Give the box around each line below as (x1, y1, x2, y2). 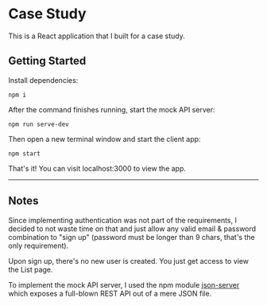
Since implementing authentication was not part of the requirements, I (8, 215, 237, 225)
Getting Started (8, 54, 87, 68)
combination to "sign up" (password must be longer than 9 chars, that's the (8, 232, 256, 241)
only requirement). (8, 241, 69, 250)
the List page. (8, 265, 53, 274)
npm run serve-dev (8, 120, 69, 128)
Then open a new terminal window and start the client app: (8, 134, 201, 143)
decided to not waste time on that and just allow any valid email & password (8, 224, 257, 233)
